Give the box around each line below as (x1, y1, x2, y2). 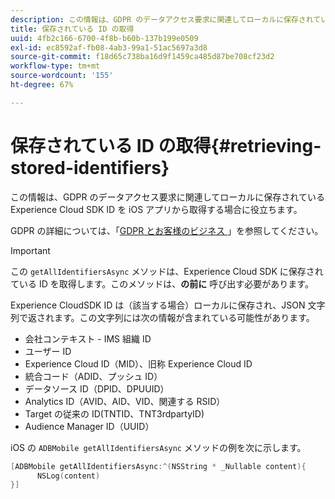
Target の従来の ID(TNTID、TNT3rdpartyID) (24, 407, 205, 420)
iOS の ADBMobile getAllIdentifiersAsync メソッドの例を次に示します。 (10, 441, 307, 453)
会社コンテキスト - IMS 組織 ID (24, 332, 152, 345)
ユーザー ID (24, 345, 72, 357)
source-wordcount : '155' (10, 71, 114, 81)
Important (10, 244, 51, 256)
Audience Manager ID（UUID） (24, 420, 155, 432)
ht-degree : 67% (10, 80, 74, 90)
